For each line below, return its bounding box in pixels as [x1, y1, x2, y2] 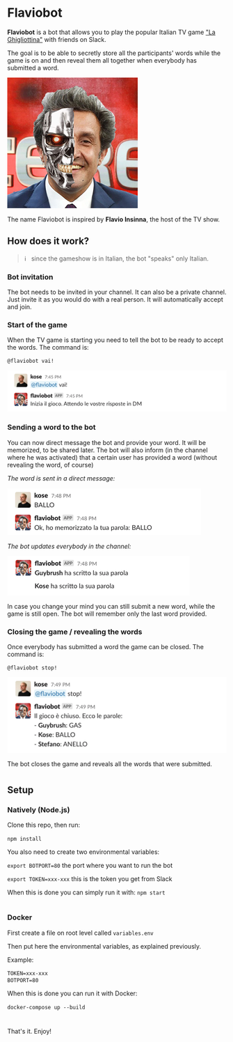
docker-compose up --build [7, 1004, 86, 1011]
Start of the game [7, 320, 67, 329]
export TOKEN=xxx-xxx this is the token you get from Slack [7, 875, 172, 883]
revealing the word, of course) [7, 460, 94, 469]
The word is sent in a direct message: [7, 474, 115, 482]
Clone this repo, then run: [7, 821, 81, 830]
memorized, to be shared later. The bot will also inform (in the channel [7, 446, 208, 454]
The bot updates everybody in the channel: [7, 542, 131, 550]
